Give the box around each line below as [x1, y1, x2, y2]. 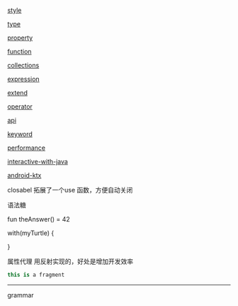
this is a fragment [7, 271, 65, 278]
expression [7, 75, 40, 83]
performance [7, 143, 46, 152]
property [7, 33, 33, 42]
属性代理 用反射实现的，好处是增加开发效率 [7, 257, 133, 266]
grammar [7, 290, 34, 299]
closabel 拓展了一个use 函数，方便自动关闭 [7, 186, 133, 194]
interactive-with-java [7, 158, 69, 165]
